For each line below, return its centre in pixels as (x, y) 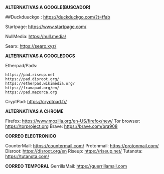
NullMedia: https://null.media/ (36, 36)
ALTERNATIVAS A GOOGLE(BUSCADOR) (48, 7)
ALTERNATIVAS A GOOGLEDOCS (40, 56)
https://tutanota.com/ (27, 156)
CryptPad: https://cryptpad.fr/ (36, 102)
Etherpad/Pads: (21, 65)
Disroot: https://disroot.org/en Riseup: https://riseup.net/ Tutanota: (74, 151)
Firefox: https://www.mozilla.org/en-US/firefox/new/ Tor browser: (73, 121)
